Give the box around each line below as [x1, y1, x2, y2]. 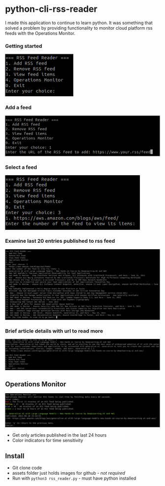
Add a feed [5, 104, 32, 111]
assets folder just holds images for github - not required [12, 470, 125, 476]
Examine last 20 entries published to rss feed [5, 238, 115, 245]
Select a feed [5, 164, 37, 171]
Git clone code [12, 465, 42, 471]
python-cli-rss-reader [5, 3, 98, 15]
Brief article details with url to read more [5, 327, 103, 334]
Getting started [5, 42, 43, 49]
